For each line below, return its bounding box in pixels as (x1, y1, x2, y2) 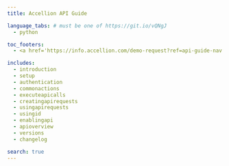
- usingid (13, 111, 41, 117)
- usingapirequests (13, 104, 69, 111)
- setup (13, 72, 36, 79)
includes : (7, 59, 36, 67)
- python (13, 29, 38, 36)
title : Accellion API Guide (7, 10, 88, 17)
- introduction (13, 66, 57, 73)
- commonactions (13, 85, 60, 92)
